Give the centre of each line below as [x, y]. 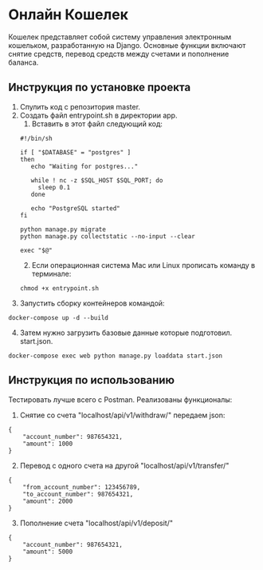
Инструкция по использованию [92, 380]
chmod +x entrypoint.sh [59, 288]
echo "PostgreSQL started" [76, 208]
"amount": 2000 [48, 501]
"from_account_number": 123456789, [82, 487]
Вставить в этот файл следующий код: [97, 124]
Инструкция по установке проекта [100, 88]
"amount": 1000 [48, 444]
